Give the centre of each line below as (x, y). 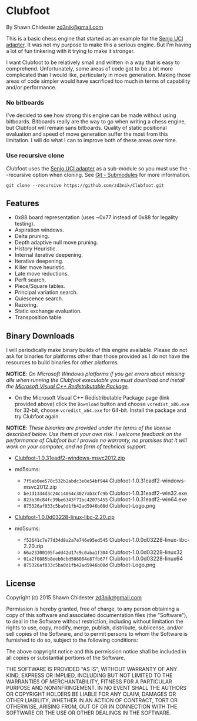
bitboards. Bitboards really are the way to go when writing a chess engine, (96, 122)
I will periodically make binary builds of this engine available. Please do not (97, 350)
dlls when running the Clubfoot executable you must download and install (96, 380)
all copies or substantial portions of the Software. (66, 658)
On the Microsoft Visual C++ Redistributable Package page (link (92, 398)
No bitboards (25, 102)
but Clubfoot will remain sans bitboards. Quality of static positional (86, 128)
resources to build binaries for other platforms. (63, 363)
